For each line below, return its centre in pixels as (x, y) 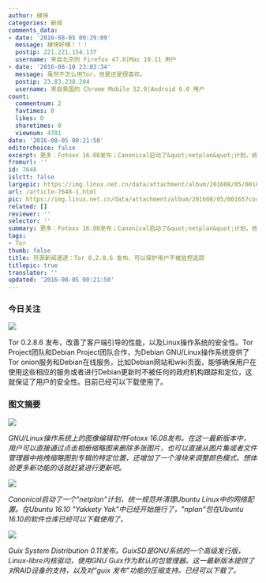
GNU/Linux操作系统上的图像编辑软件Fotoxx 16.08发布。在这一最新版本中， (129, 438)
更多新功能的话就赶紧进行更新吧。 (70, 468)
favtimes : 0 (35, 111)
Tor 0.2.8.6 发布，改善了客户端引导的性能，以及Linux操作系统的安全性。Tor (131, 342)
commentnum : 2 (38, 103)
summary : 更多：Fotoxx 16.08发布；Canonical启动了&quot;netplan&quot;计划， (130, 229)
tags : (17, 236)
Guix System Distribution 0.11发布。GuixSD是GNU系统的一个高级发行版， (127, 551)
